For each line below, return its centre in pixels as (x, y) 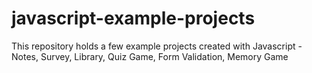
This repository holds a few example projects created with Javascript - (157, 46)
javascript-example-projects (133, 18)
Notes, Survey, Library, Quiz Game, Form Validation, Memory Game (150, 56)
